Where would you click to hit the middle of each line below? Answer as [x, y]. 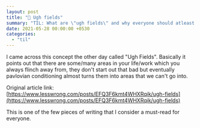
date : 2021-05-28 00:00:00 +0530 [48, 29]
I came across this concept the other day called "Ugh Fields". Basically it [96, 57]
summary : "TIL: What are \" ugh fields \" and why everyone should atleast [101, 23]
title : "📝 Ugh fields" [35, 17]
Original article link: [30, 87]
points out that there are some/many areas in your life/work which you [93, 63]
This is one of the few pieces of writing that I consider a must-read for [93, 112]
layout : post [23, 12]
